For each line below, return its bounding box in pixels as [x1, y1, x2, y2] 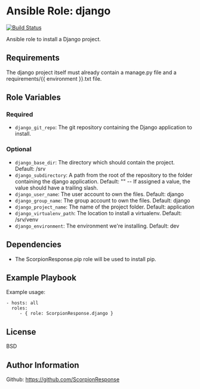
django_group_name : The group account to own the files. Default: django [14, 197, 190, 204]
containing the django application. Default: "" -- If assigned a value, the [14, 177, 191, 185]
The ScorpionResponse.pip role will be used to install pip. [14, 255, 156, 262]
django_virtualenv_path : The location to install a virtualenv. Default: [14, 209, 182, 216]
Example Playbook [6, 272, 76, 283]
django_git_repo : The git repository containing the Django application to [14, 124, 192, 131]
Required [6, 111, 33, 119]
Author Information [6, 360, 79, 370]
